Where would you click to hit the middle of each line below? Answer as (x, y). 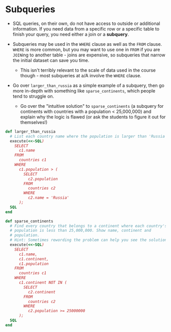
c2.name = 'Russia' (49, 198)
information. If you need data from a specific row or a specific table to (86, 28)
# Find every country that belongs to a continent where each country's (89, 226)
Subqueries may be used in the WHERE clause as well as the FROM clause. (87, 44)
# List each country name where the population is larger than (78, 136)
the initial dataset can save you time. (51, 60)
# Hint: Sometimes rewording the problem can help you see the (78, 240)
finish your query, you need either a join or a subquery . (71, 34)
